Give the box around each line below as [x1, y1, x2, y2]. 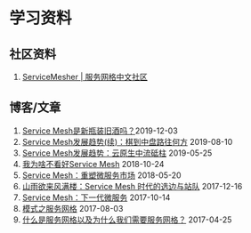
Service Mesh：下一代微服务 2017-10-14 [21, 192, 171, 203]
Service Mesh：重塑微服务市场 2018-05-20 [21, 170, 182, 181]
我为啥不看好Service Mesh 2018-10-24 [21, 158, 165, 169]
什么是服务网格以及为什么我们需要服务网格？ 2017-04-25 [21, 214, 232, 225]
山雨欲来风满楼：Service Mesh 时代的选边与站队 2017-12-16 [21, 181, 243, 191]
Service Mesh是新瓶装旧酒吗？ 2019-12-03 [21, 125, 178, 136]
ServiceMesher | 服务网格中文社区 [21, 72, 149, 82]
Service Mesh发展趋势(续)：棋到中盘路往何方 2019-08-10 [21, 136, 233, 147]
